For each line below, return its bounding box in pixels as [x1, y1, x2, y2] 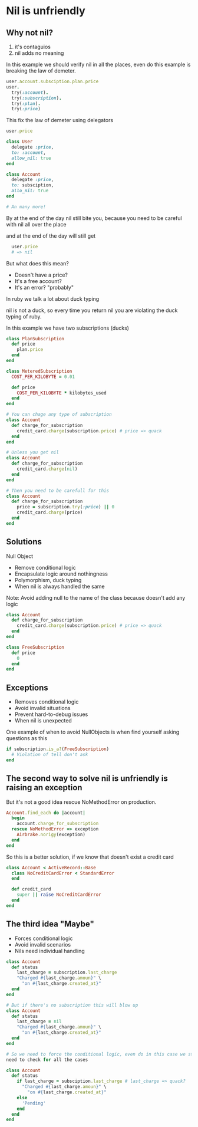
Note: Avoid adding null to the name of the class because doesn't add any [6, 594, 186, 601]
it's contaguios [14, 43, 51, 50]
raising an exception [6, 783, 82, 793]
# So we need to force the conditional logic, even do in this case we [6, 1051, 186, 1057]
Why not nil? [6, 28, 53, 38]
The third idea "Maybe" [6, 919, 94, 929]
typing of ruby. [6, 313, 42, 320]
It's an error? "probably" [14, 284, 74, 291]
